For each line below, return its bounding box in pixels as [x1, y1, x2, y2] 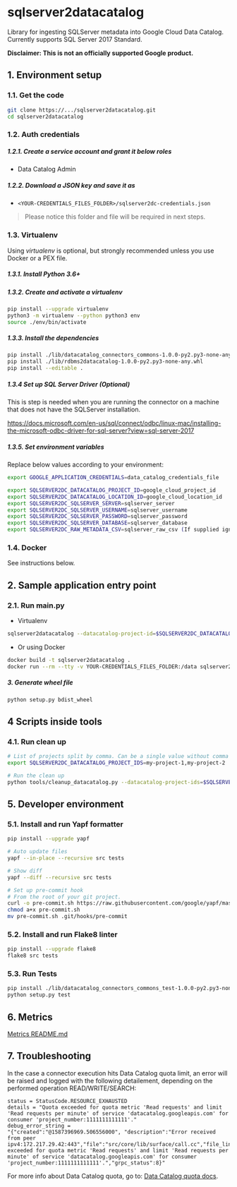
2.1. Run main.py [7, 601, 65, 610]
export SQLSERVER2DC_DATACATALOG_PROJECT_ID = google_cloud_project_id [7, 486, 217, 494]
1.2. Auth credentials [7, 130, 80, 140]
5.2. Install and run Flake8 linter [7, 929, 118, 939]
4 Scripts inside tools [7, 716, 102, 728]
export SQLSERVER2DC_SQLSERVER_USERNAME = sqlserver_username [7, 506, 188, 514]
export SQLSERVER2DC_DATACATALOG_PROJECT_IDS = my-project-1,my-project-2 [7, 759, 226, 766]
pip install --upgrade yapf [7, 836, 90, 843]
